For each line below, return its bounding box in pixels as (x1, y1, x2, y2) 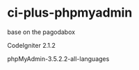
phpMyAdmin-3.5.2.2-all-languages (7, 54, 110, 63)
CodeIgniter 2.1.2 (7, 41, 56, 49)
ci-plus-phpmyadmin (7, 5, 133, 21)
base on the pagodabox (7, 28, 75, 36)
